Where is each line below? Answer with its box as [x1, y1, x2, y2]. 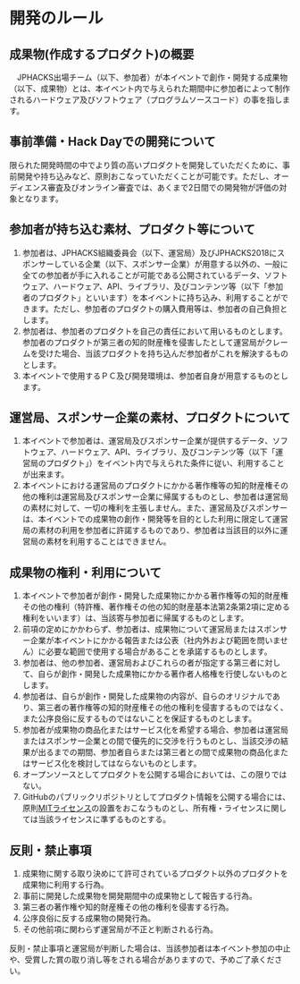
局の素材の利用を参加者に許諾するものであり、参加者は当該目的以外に [21, 525, 281, 536]
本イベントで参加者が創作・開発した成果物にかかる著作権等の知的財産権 [21, 590, 288, 601]
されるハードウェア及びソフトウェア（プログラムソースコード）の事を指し [9, 95, 283, 105]
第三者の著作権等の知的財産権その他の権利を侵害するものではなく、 [37, 702, 288, 713]
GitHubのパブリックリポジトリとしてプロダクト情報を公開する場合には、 [21, 792, 291, 802]
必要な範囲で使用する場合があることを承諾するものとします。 [46, 646, 272, 657]
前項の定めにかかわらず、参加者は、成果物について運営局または [21, 623, 257, 635]
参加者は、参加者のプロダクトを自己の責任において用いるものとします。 [21, 326, 287, 336]
